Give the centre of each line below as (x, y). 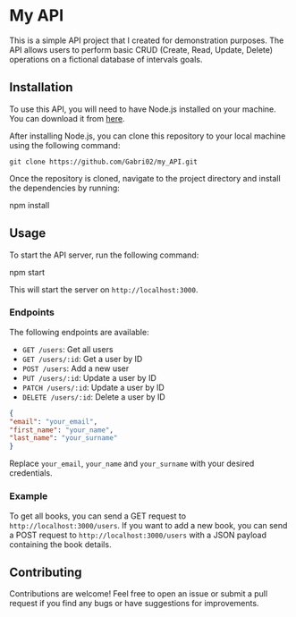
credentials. (31, 473)
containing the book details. (60, 544)
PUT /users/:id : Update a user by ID (89, 377)
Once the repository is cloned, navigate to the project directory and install (145, 178)
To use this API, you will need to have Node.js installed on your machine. (143, 109)
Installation (41, 87)
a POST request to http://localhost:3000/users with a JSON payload (138, 535)
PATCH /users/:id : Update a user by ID (93, 387)
